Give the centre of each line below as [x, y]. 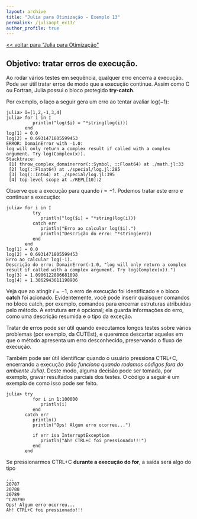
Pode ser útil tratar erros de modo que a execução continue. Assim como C [98, 84]
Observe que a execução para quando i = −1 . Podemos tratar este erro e [95, 191]
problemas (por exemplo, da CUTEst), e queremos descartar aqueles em [95, 334]
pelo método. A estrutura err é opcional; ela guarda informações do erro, [95, 310]
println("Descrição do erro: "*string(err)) [96, 234]
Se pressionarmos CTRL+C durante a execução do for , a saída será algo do [98, 462]
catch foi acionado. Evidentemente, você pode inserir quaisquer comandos [98, 298]
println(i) [54, 405]
